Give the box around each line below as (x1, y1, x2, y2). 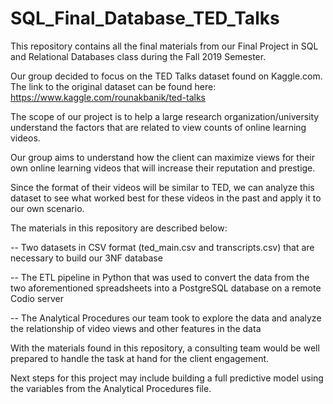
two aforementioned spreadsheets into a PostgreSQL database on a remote (10, 282, 322, 294)
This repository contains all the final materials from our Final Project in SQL (10, 40, 319, 52)
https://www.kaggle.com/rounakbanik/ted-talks (10, 91, 206, 103)
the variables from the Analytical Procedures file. (10, 382, 212, 394)
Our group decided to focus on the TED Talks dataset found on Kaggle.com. (10, 70, 323, 82)
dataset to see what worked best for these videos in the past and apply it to (10, 192, 322, 204)
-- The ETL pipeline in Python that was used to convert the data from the (10, 271, 310, 283)
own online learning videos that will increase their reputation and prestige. (10, 162, 316, 174)
